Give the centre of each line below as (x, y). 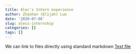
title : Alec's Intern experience (39, 10)
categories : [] (21, 28)
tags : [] (14, 32)
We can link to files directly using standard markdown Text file (68, 46)
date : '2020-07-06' (25, 19)
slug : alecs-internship (29, 23)
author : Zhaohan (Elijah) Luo (36, 14)
